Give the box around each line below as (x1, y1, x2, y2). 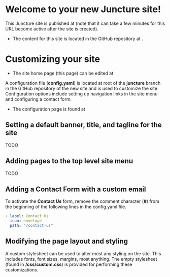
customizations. (5, 266, 39, 272)
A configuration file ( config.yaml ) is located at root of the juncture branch (5, 80, 161, 86)
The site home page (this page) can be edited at (12, 70, 114, 76)
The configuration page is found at (12, 106, 85, 112)
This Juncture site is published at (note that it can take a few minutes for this (5, 20, 165, 26)
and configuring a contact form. (5, 96, 72, 102)
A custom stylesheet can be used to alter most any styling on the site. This (5, 250, 161, 257)
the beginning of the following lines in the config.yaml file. (5, 204, 126, 210)
